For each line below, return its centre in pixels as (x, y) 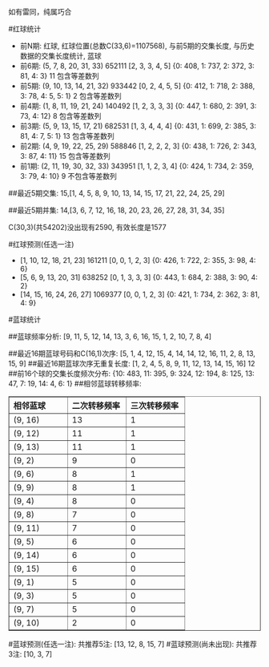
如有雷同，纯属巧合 (40, 12)
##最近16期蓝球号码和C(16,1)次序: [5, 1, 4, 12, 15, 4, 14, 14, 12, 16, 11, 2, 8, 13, (132, 354)
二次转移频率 (96, 406)
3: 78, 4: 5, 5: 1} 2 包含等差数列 (70, 96)
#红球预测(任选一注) (41, 244)
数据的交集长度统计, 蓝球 (60, 56)
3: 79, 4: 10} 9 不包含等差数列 (68, 176)
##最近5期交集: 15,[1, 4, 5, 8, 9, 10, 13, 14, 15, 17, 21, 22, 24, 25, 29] (117, 193)
